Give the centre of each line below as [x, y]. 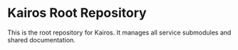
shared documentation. [42, 39]
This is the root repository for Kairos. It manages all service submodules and [119, 32]
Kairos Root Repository [77, 13]
